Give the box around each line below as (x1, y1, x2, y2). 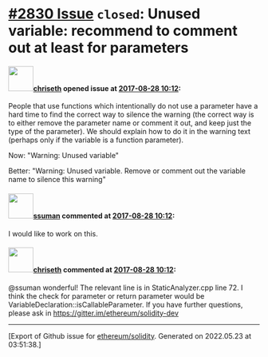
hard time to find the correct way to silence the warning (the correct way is (8, 109, 254, 120)
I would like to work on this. (8, 228, 98, 238)
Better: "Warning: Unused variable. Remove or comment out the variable (8, 166, 246, 176)
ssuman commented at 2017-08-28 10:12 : (33, 211, 175, 220)
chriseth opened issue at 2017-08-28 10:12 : (33, 83, 181, 93)
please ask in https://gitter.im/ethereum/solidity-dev (8, 308, 179, 318)
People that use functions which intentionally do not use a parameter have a (8, 101, 258, 111)
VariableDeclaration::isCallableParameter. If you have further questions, (8, 299, 243, 309)
